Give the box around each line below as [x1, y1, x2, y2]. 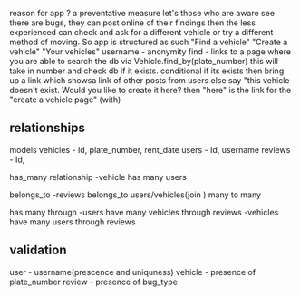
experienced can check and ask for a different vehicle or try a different [9, 27, 274, 37]
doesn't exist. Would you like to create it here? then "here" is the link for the [9, 85, 292, 95]
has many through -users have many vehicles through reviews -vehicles [9, 206, 279, 217]
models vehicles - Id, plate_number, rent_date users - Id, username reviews [9, 144, 291, 155]
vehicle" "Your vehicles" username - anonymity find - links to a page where [9, 46, 292, 57]
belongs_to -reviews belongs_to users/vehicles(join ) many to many [9, 189, 261, 200]
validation [9, 243, 67, 258]
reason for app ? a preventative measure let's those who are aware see [9, 8, 275, 18]
